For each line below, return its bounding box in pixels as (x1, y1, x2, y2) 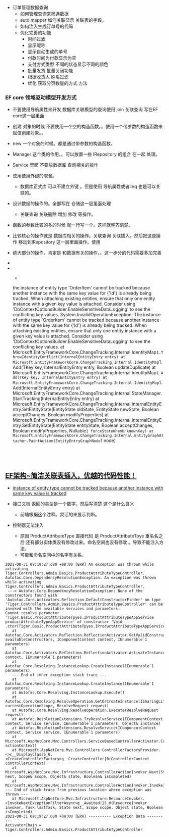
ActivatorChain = (5, 823, 42, 828)
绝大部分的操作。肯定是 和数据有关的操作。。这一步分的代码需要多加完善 (12, 250, 162, 256)
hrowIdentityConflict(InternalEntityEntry (12, 355, 103, 360)
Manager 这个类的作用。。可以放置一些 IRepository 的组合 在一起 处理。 (12, 151, 160, 158)
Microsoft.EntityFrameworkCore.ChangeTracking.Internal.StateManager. (12, 390, 162, 397)
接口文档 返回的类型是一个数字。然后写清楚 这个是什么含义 (12, 501, 134, 507)
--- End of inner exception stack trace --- (12, 672, 107, 678)
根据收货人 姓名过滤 (27, 74, 69, 80)
